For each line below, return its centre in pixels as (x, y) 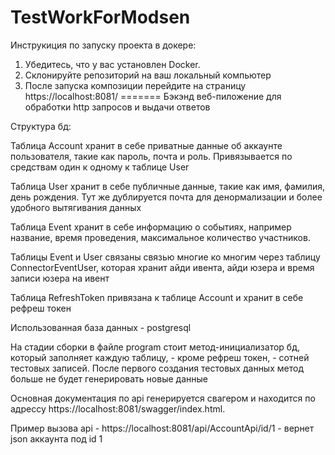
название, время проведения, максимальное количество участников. (160, 237)
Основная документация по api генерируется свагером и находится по (163, 398)
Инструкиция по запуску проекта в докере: (103, 45)
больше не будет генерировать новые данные (109, 378)
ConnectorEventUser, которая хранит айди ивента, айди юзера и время (162, 267)
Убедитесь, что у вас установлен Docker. (112, 64)
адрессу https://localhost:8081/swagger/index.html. (118, 408)
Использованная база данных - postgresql (101, 327)
